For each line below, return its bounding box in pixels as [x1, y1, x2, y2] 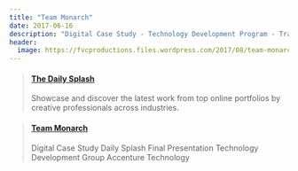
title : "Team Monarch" [9, 12, 93, 22]
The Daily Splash [30, 73, 95, 84]
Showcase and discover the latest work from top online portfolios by [30, 93, 281, 104]
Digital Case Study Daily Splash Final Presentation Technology [30, 143, 259, 153]
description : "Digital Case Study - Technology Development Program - [9, 29, 276, 38]
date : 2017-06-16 [9, 21, 74, 30]
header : [9, 37, 38, 47]
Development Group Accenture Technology [30, 152, 191, 162]
